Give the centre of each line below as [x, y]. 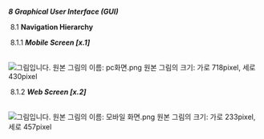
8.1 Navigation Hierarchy [52, 27]
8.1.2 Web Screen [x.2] [48, 92]
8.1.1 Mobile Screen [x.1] [50, 42]
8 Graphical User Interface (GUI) [63, 12]
